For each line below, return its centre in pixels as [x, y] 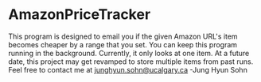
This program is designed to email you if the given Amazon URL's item [123, 36]
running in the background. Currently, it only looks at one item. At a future [129, 53]
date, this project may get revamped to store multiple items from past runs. [131, 61]
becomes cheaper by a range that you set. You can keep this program [123, 44]
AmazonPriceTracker [80, 15]
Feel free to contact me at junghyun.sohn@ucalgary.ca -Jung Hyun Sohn [128, 69]
